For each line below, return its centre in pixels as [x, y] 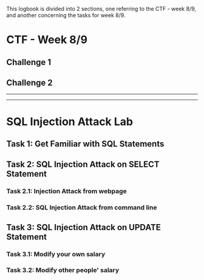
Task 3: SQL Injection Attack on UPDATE [83, 227]
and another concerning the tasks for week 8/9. [66, 15]
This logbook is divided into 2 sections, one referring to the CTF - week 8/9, [101, 9]
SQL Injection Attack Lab [70, 121]
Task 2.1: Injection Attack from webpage [67, 191]
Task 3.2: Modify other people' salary [63, 270]
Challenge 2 [29, 82]
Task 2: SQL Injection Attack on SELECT [83, 164]
